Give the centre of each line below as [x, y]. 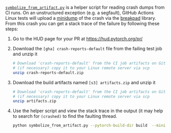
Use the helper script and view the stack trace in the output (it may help [88, 111]
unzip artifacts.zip [34, 101]
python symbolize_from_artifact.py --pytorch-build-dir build [80, 126]
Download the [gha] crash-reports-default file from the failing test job [87, 48]
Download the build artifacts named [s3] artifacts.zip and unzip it [84, 82]
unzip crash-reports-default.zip [48, 73]
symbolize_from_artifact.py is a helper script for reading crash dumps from [85, 7]
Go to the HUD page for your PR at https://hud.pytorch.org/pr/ [78, 39]
